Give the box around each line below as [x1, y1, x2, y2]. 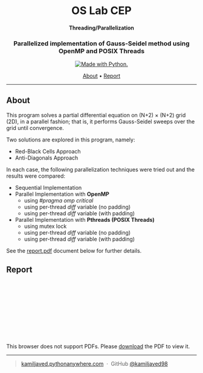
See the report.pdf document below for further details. [6, 247, 142, 254]
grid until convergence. [6, 124, 65, 131]
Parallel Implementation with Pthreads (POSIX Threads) [14, 216, 155, 223]
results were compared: [6, 172, 65, 180]
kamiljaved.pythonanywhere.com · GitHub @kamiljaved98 [21, 360, 168, 367]
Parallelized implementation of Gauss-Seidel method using [13, 39, 190, 48]
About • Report [82, 73, 121, 80]
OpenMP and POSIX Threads [58, 47, 145, 55]
